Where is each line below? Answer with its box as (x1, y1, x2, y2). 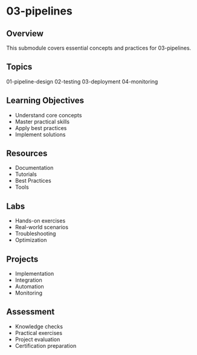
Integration (15, 276, 42, 284)
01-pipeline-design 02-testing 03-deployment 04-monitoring (6, 77, 158, 85)
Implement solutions (15, 131, 66, 138)
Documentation (15, 164, 54, 172)
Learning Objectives (6, 96, 85, 106)
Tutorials (15, 171, 37, 178)
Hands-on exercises (15, 217, 66, 224)
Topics (6, 62, 33, 72)
